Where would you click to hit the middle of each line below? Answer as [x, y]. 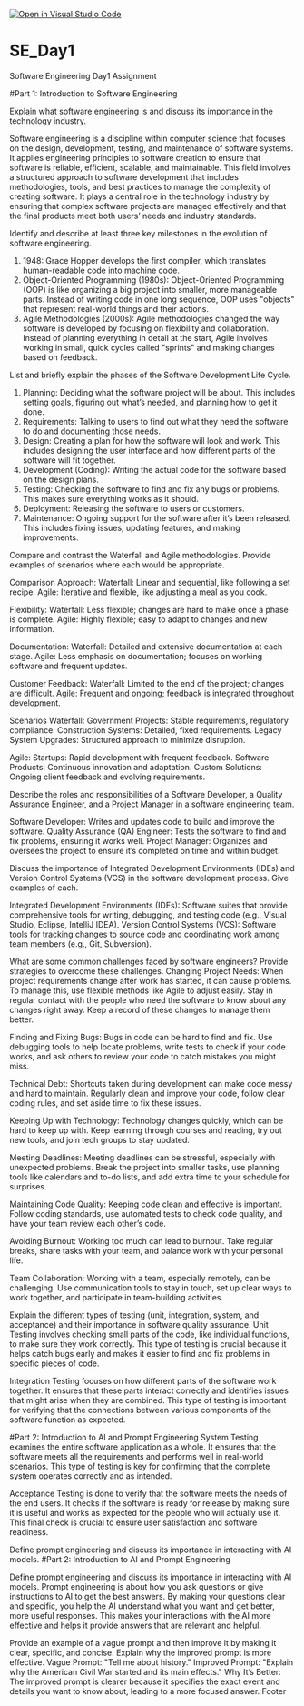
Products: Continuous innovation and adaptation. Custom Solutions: [136, 767]
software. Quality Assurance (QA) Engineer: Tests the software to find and [148, 831]
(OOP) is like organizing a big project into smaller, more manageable [150, 289]
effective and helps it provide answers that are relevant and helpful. [135, 1625]
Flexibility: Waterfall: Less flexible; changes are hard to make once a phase [149, 609]
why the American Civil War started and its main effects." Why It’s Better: [145, 1671]
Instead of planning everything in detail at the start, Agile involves [145, 337]
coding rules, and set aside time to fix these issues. [105, 1103]
